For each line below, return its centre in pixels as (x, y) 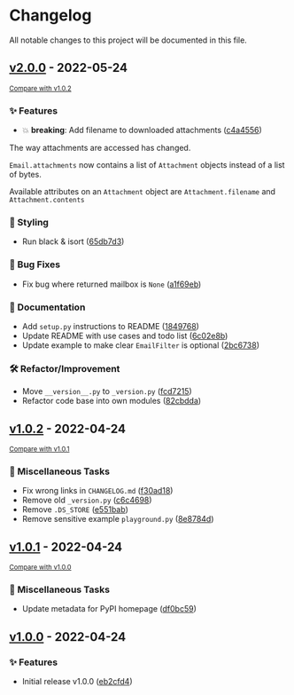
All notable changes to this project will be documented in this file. (128, 40)
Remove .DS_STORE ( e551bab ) (75, 509)
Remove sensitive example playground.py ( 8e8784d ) (118, 519)
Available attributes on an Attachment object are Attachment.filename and (143, 192)
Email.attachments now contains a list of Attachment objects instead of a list (147, 165)
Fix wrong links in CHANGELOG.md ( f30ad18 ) (97, 491)
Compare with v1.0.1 (39, 449)
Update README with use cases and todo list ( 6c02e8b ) (125, 336)
